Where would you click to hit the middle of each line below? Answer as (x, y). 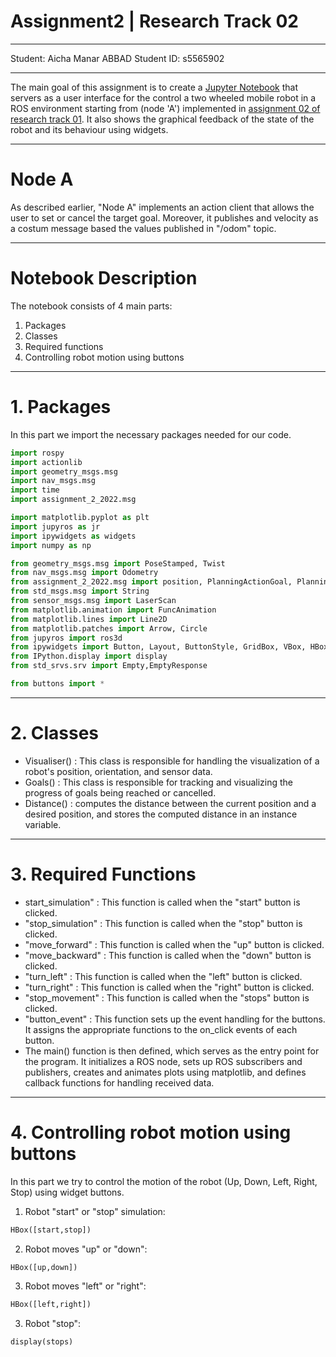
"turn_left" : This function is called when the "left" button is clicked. (163, 976)
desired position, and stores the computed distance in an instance (161, 814)
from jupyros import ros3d (66, 638)
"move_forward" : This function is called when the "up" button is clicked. (174, 944)
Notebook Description (104, 278)
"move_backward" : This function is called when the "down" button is (168, 955)
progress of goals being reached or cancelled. (120, 792)
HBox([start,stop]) (51, 1230)
